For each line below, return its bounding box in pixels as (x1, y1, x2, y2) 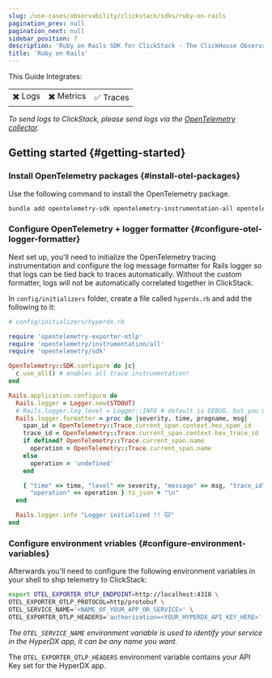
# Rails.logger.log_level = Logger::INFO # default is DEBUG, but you (15, 406, 259, 415)
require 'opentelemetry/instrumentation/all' (8, 340, 164, 348)
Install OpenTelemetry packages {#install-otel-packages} (8, 171, 240, 182)
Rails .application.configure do (8, 392, 117, 400)
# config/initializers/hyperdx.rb (8, 317, 125, 326)
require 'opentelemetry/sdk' (8, 347, 107, 356)
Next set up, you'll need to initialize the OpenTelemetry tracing (8, 252, 216, 261)
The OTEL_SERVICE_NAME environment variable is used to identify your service (8, 628, 263, 638)
